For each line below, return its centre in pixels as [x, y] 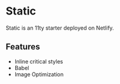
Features [23, 47]
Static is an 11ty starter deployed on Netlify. [60, 28]
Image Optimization [39, 74]
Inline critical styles [39, 61]
